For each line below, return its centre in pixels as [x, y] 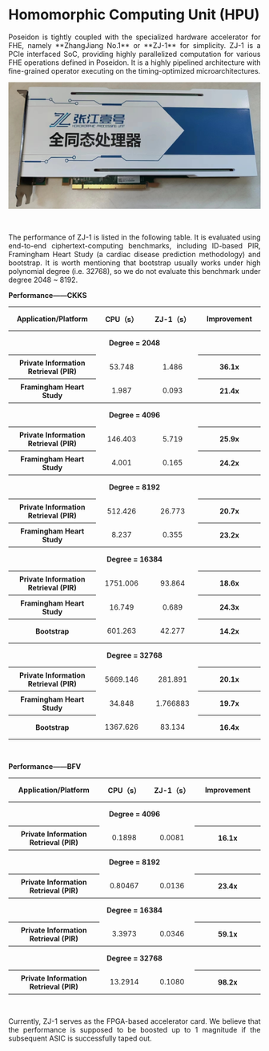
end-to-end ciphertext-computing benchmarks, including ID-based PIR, [134, 246]
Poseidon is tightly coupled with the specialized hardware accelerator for [134, 37]
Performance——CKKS [48, 296]
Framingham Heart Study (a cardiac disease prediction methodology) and [134, 255]
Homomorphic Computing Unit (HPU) [134, 15]
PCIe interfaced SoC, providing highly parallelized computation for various [134, 54]
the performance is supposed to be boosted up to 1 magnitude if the [134, 1030]
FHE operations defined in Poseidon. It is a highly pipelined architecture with [134, 62]
